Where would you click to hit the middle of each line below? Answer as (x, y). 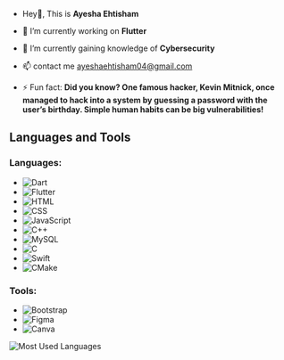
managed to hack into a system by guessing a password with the (145, 100)
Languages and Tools (70, 138)
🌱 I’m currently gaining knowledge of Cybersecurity (118, 48)
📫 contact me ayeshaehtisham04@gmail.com (107, 66)
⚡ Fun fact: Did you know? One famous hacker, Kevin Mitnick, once (148, 87)
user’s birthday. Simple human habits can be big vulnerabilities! (143, 110)
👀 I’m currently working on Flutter (84, 31)
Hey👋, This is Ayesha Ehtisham (80, 14)
